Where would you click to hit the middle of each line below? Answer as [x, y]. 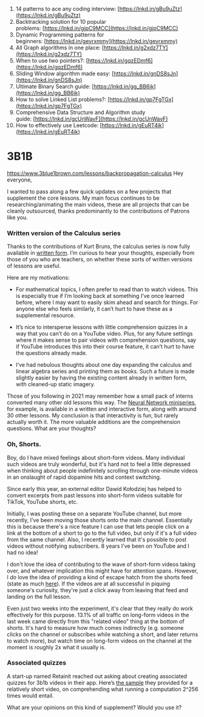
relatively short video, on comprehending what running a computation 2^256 [103, 689]
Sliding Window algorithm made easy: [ [65, 73]
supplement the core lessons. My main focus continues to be [83, 198]
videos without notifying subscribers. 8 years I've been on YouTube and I [98, 546]
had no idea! [22, 552]
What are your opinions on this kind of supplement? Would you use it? [94, 707]
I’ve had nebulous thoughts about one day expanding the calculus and [104, 365]
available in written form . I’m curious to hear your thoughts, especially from [101, 253]
